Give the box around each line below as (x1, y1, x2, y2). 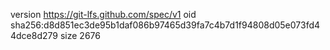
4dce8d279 (10, 30, 59, 41)
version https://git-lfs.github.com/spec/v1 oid (10, 9, 197, 20)
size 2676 (59, 30, 101, 41)
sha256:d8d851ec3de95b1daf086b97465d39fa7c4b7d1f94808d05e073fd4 (10, 19, 321, 31)
